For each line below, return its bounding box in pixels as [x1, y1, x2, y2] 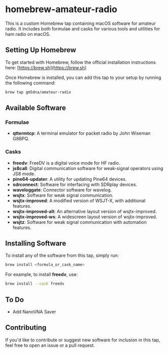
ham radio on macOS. [5, 31, 51, 37]
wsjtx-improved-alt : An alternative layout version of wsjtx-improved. [12, 208, 157, 214]
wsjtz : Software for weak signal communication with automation [12, 219, 147, 225]
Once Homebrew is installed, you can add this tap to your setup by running [5, 74, 161, 81]
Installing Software [5, 239, 66, 248]
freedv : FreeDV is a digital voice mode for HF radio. [12, 160, 120, 166]
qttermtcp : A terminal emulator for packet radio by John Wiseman [12, 130, 151, 136]
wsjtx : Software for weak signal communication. [12, 192, 114, 198]
